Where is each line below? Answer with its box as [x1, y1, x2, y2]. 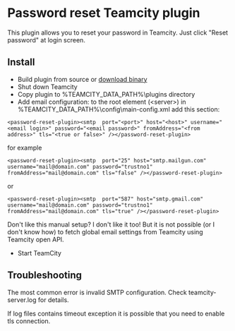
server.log [7, 295, 37, 304]
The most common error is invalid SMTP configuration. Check [7, 288, 187, 296]
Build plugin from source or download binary [17, 75, 147, 83]
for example [7, 143, 42, 152]
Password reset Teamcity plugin [7, 5, 200, 21]
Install [7, 56, 35, 68]
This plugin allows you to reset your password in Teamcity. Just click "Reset [7, 28, 228, 37]
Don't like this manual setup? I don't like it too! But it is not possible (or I [7, 220, 215, 229]
